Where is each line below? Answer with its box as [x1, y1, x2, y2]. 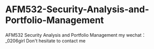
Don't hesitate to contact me [26, 37, 86, 44]
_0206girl [5, 37, 25, 44]
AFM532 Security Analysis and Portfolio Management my [5, 32, 126, 38]
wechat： [126, 32, 146, 38]
